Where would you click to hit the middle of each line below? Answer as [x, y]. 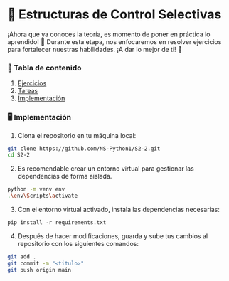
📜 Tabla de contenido [44, 68]
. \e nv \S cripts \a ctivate [43, 196]
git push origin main [39, 270]
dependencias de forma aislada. [65, 176]
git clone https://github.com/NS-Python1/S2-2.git [84, 149]
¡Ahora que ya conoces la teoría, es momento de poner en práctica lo [109, 34]
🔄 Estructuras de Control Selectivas [114, 15]
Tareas [28, 91]
